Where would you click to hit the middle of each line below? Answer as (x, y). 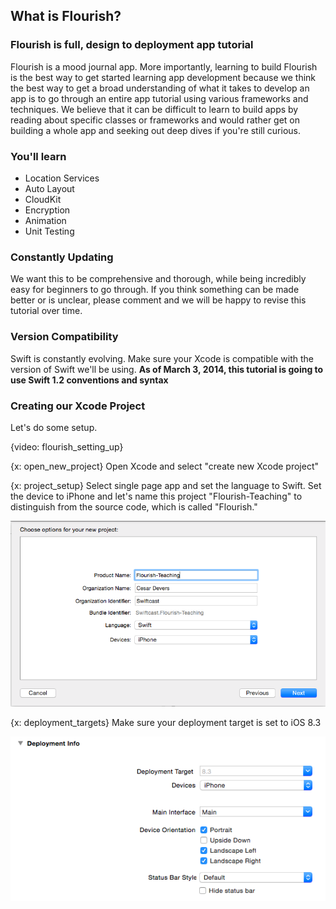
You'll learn (38, 156)
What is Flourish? (66, 16)
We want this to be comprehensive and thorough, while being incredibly (158, 279)
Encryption (47, 210)
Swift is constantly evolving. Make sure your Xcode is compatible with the (162, 358)
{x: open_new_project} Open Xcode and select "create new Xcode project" (165, 466)
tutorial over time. (46, 311)
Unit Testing (49, 231)
